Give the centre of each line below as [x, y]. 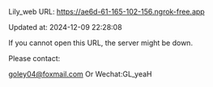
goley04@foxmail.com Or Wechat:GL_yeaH [80, 74]
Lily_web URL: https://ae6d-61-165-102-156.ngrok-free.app [106, 12]
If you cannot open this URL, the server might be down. [100, 43]
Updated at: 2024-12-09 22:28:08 [66, 27]
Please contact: [34, 58]
